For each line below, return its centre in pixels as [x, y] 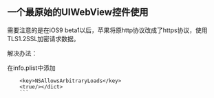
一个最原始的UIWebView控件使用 [78, 12]
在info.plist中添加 [32, 68]
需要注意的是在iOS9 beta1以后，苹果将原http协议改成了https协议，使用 [107, 30]
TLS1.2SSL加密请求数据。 [44, 38]
